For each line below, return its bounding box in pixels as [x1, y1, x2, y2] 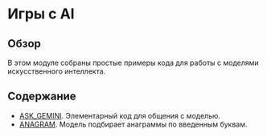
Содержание [7, 90, 77, 103]
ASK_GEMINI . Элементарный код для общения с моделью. [18, 111, 221, 120]
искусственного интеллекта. [7, 66, 106, 76]
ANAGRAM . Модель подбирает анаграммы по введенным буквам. [18, 119, 248, 129]
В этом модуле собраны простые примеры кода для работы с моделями [7, 58, 259, 67]
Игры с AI [7, 5, 75, 23]
